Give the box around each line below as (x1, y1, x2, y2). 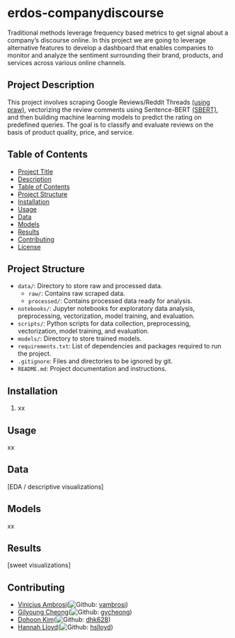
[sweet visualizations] (7, 561, 71, 569)
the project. (17, 349, 52, 358)
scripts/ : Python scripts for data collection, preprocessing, (17, 319, 191, 328)
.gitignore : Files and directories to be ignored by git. (17, 357, 173, 365)
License (17, 242, 41, 251)
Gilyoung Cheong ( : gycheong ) (17, 608, 132, 617)
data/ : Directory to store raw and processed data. (17, 282, 163, 290)
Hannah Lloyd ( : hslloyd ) (17, 623, 113, 632)
